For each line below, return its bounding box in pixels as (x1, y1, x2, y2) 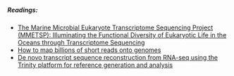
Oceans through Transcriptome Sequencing (17, 38, 145, 46)
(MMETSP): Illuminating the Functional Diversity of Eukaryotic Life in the (17, 30, 227, 39)
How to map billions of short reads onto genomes (17, 46, 161, 54)
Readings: (7, 6, 38, 14)
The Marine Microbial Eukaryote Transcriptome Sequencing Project (17, 23, 214, 32)
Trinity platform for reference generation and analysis (17, 61, 173, 69)
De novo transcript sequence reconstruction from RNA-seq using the (17, 53, 218, 61)
